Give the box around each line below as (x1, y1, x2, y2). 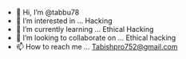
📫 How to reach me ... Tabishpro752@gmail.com (15, 42, 178, 51)
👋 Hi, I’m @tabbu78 (15, 8, 80, 17)
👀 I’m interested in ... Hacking (15, 16, 113, 26)
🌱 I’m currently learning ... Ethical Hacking (15, 25, 154, 33)
